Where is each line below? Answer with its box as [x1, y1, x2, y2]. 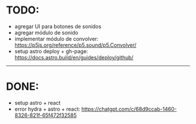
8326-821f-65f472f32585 [14, 112, 77, 119]
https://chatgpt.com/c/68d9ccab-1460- [81, 105, 177, 112]
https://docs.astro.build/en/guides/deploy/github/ [14, 54, 134, 61]
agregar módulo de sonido [14, 29, 79, 36]
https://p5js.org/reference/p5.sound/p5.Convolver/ [14, 42, 137, 49]
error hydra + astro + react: [14, 105, 80, 112]
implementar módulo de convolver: [14, 35, 99, 42]
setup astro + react [14, 99, 61, 106]
